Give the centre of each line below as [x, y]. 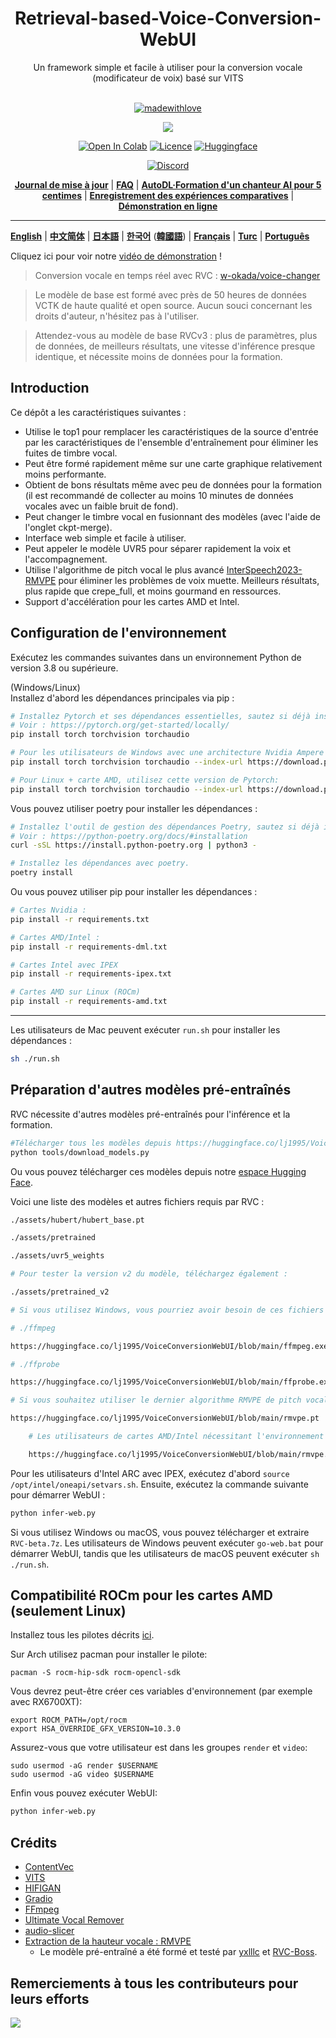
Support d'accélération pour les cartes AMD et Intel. [132, 601]
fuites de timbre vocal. [71, 453]
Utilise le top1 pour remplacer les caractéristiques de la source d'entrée [171, 431]
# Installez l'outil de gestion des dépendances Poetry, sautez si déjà [165, 827]
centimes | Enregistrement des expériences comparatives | [168, 195]
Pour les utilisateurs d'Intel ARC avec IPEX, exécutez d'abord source [150, 1473]
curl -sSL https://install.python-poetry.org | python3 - [133, 845]
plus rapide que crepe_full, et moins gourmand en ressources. [153, 591]
